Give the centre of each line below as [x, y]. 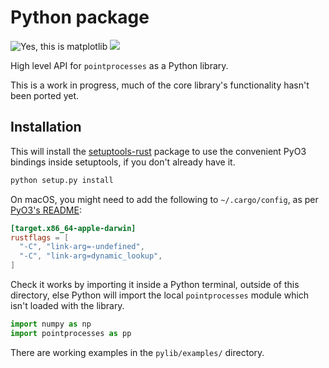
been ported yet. [45, 95]
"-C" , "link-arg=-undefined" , [82, 247]
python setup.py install [62, 180]
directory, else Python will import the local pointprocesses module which [160, 295]
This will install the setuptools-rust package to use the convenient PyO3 [158, 151]
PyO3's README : [46, 210]
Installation [46, 127]
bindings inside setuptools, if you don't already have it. [123, 162]
